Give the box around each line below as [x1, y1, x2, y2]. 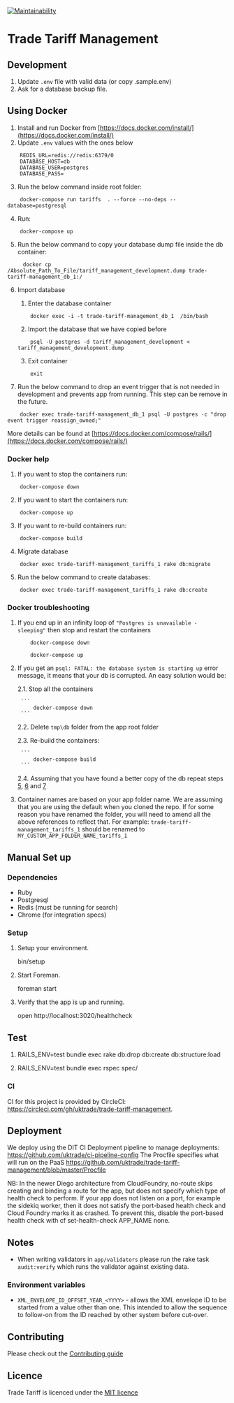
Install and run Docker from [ [17, 123, 101, 132]
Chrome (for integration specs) [17, 910, 107, 919]
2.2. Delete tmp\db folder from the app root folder [17, 723, 159, 732]
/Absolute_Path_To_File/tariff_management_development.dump [7, 267, 187, 274]
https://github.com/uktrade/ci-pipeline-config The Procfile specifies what [7, 1151, 219, 1159]
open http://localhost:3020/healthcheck [17, 1012, 133, 1020]
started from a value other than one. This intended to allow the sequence [17, 1303, 228, 1311]
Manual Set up [7, 851, 71, 863]
